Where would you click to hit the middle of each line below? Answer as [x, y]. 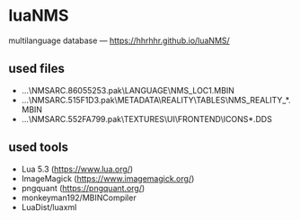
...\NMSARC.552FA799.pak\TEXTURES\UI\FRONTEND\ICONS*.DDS [147, 119]
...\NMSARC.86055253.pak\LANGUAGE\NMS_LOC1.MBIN [128, 90]
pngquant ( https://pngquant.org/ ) [83, 188]
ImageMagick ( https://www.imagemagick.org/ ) [108, 178]
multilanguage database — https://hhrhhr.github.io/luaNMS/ [119, 40]
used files [36, 69]
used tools [39, 148]
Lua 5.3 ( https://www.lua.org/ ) [77, 169]
